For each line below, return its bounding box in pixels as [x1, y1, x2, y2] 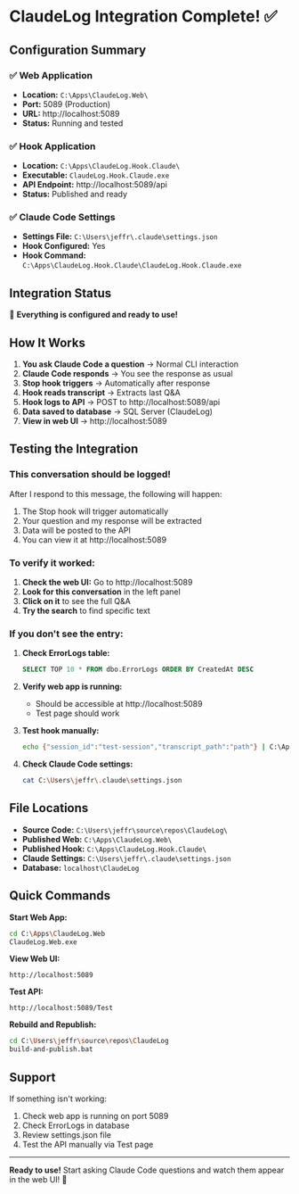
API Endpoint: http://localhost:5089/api [21, 179, 167, 190]
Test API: [9, 986, 44, 997]
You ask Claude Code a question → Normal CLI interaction [21, 359, 238, 369]
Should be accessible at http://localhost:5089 [35, 699, 203, 709]
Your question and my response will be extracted [21, 515, 202, 526]
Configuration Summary [9, 42, 147, 57]
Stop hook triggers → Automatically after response [21, 377, 211, 389]
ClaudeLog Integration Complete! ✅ [9, 6, 278, 27]
